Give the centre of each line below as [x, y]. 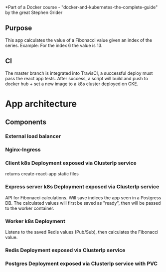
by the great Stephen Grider [34, 12]
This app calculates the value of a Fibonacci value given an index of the [79, 40]
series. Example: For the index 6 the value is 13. [54, 45]
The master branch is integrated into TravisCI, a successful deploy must [79, 73]
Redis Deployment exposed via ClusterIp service [65, 250]
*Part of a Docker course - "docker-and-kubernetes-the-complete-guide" [82, 7]
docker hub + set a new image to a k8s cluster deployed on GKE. [72, 84]
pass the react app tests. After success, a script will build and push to [77, 78]
